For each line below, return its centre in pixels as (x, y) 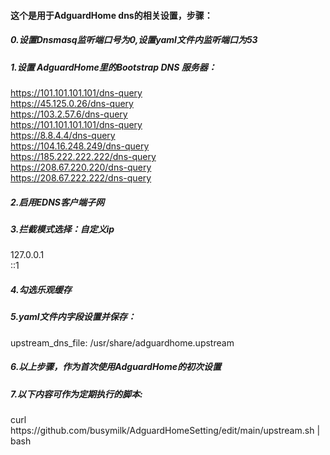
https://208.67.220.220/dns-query (81, 167)
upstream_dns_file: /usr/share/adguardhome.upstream (122, 342)
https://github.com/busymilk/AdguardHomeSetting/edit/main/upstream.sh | (165, 430)
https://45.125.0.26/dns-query (72, 103)
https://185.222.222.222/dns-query (83, 156)
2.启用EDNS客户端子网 (57, 202)
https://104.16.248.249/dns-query (80, 146)
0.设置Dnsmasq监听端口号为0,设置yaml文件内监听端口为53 (134, 40)
